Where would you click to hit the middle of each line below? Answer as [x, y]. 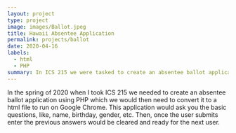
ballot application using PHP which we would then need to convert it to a [112, 99]
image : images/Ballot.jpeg [47, 27]
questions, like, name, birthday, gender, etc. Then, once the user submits [113, 114]
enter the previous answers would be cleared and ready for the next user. [113, 122]
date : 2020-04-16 [33, 46]
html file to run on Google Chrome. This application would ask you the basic [117, 107]
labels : [19, 53]
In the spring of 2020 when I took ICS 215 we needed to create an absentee [117, 92]
